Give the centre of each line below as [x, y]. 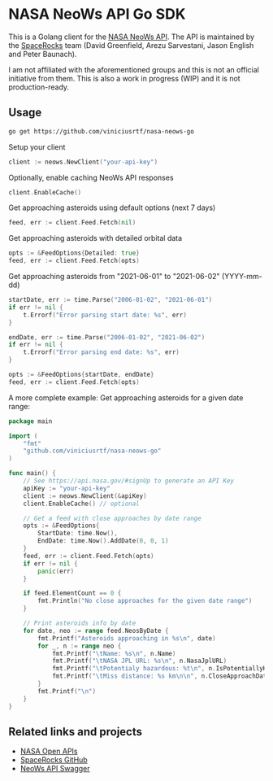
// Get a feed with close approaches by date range [112, 518]
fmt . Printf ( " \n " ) [67, 691]
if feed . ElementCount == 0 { [72, 593]
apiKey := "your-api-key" [67, 488]
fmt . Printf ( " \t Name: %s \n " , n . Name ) [114, 653]
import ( [23, 436]
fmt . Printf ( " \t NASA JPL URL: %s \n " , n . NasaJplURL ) [139, 661]
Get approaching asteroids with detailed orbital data [95, 238]
